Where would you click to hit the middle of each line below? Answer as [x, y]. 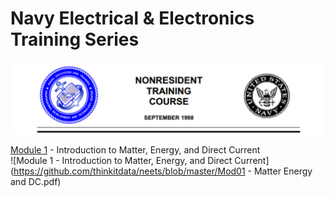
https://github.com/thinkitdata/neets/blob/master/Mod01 [129, 171]
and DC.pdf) [36, 182]
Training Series [75, 39]
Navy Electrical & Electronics [132, 18]
